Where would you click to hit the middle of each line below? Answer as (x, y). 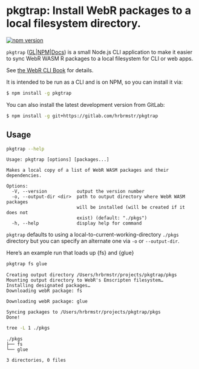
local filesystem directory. (73, 23)
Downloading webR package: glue (47, 302)
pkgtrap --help (25, 149)
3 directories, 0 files (36, 361)
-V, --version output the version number (78, 192)
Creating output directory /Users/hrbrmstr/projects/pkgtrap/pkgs (92, 275)
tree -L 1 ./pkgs (28, 328)
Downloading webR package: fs (44, 291)
